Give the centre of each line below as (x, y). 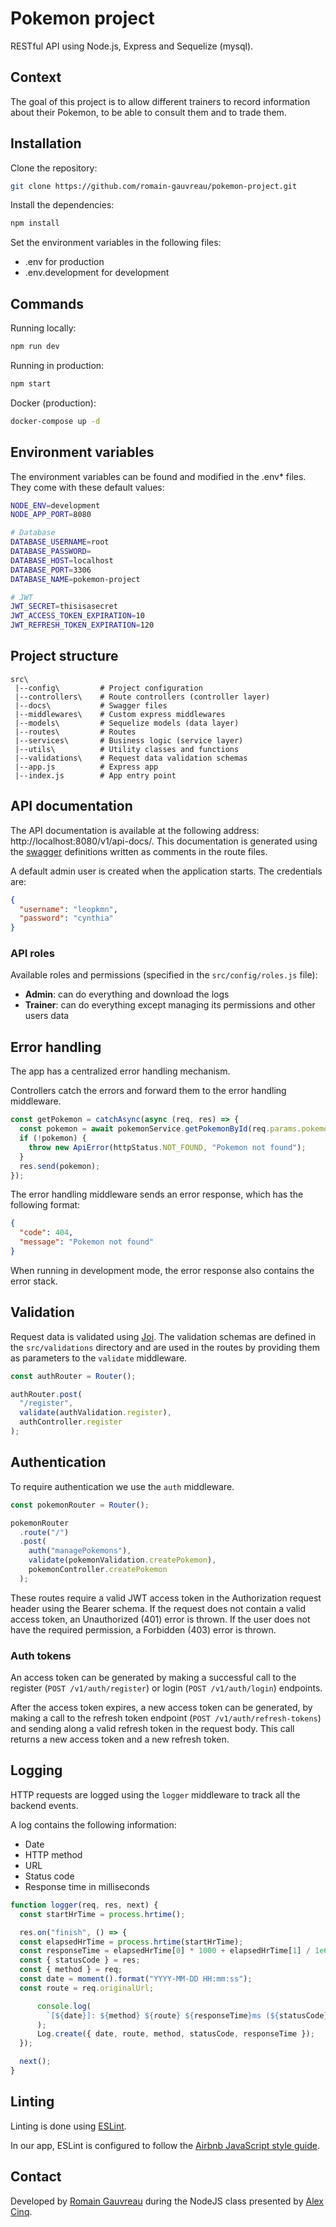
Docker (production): (53, 403)
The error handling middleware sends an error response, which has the (157, 1194)
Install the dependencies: (62, 205)
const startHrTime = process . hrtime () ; (102, 1914)
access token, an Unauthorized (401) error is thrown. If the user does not (160, 1619)
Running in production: (57, 365)
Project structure (64, 656)
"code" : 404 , (46, 1233)
